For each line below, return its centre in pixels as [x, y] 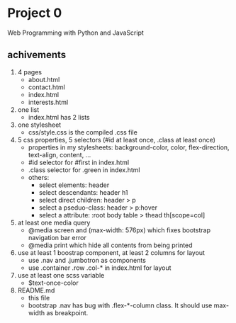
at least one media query [54, 222]
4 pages [30, 72]
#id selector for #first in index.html [79, 162]
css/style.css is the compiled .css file [83, 132]
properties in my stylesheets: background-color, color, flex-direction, [129, 147]
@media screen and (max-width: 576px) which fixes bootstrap [119, 230]
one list [28, 109]
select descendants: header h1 [83, 192]
